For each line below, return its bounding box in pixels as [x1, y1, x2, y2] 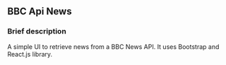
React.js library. [7, 50, 53, 58]
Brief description [7, 27, 67, 36]
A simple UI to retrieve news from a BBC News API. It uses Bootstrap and [7, 42, 220, 51]
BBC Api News [7, 6, 72, 17]
